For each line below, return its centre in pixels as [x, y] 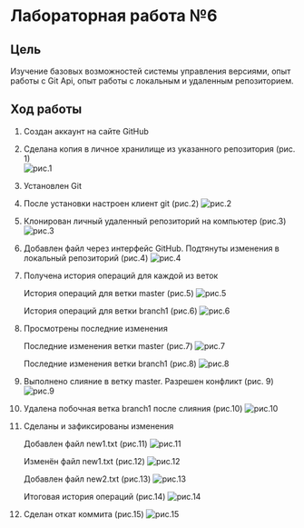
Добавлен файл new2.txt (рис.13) [87, 479]
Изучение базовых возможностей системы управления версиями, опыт [151, 71]
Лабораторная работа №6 [114, 16]
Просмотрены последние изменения [96, 328]
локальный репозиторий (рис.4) [86, 258]
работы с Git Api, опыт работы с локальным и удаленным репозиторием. [152, 81]
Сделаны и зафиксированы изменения [98, 426]
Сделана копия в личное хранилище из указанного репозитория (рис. [159, 149]
